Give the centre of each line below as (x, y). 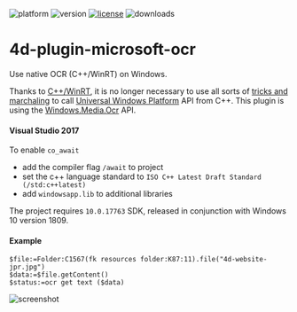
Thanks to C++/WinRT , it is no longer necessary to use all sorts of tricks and (148, 91)
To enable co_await (44, 150)
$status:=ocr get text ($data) (67, 283)
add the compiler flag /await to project (93, 168)
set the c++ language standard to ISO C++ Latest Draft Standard (141, 176)
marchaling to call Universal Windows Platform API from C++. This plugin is (147, 100)
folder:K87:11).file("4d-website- (204, 260)
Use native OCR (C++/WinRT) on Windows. (88, 74)
